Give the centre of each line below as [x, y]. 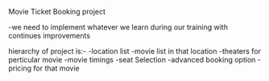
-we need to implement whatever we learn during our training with [118, 27]
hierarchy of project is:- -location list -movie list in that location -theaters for [135, 51]
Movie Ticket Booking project [57, 12]
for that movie [56, 68]
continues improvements [50, 36]
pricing [20, 68]
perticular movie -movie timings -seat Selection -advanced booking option [132, 60]
